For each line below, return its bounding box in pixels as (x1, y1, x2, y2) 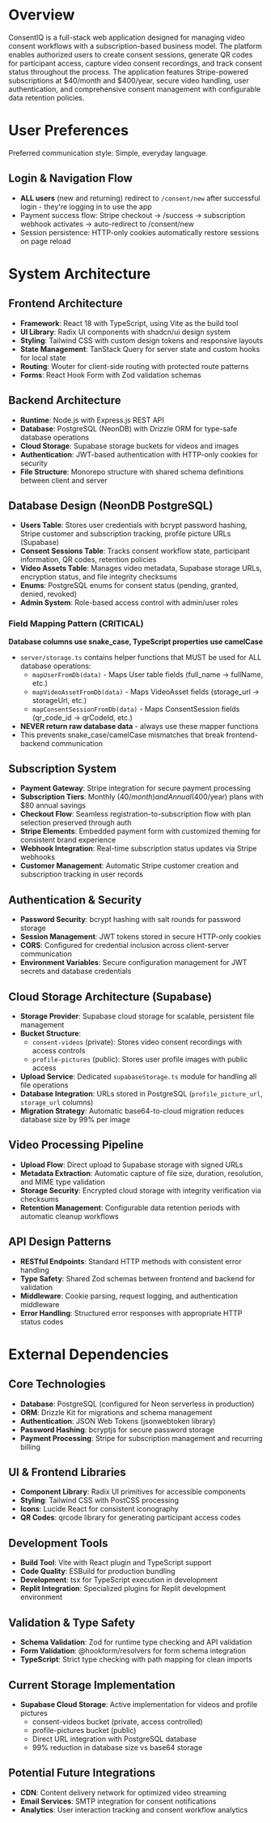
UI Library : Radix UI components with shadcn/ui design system (19, 327, 231, 337)
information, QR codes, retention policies (19, 555, 157, 564)
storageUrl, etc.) (32, 695, 87, 705)
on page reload (19, 236, 71, 246)
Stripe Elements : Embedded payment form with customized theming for (19, 826, 261, 836)
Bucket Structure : (19, 1028, 82, 1039)
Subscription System (8, 762, 117, 775)
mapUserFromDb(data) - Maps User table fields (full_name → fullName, (32, 669, 264, 679)
